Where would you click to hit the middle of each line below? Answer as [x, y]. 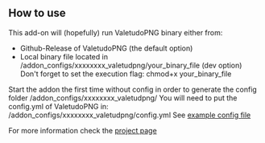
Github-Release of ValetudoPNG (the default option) [106, 48]
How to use [37, 13]
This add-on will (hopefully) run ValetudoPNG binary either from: [116, 32]
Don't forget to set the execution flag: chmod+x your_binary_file [126, 74]
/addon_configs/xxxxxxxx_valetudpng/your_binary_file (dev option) [131, 65]
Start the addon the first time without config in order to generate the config [133, 89]
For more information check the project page [83, 130]
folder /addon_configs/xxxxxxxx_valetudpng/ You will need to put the [123, 98]
